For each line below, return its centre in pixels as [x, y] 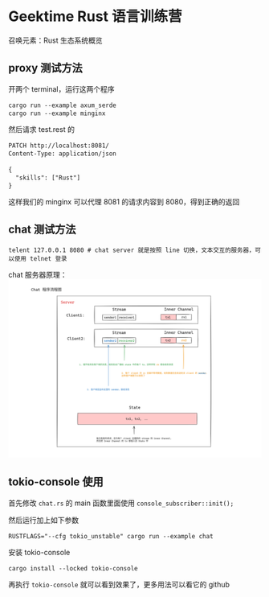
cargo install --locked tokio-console [73, 568]
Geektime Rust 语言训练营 [95, 16]
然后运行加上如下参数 [43, 520]
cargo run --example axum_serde [62, 105]
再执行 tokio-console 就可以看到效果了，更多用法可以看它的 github [119, 584]
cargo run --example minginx [57, 113]
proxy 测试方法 [45, 68]
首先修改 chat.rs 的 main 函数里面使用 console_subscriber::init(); [121, 503]
